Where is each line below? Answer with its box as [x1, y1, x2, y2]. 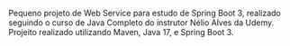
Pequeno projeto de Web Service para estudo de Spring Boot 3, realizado [8, 8, 281, 18]
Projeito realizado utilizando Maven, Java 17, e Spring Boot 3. [8, 27, 234, 37]
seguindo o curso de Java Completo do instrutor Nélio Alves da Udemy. [8, 17, 275, 28]
